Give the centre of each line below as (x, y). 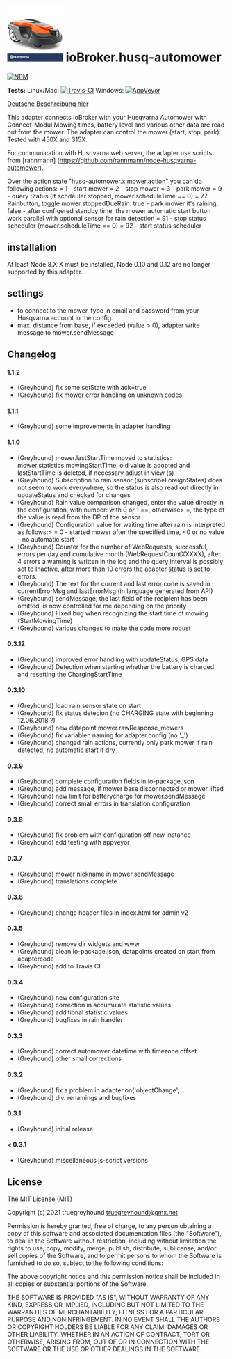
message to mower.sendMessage (66, 332)
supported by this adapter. (45, 272)
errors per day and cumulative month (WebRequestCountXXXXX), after (119, 554)
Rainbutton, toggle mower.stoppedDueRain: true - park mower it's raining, (113, 203)
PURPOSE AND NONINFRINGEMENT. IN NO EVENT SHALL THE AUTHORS (114, 1319)
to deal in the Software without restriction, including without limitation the (112, 1241)
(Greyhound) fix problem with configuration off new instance (104, 835)
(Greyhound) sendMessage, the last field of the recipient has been (112, 598)
